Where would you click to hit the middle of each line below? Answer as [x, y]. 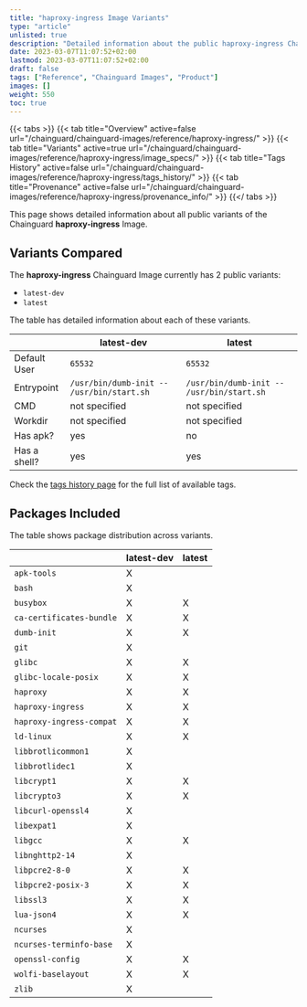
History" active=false [49, 168]
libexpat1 [35, 826]
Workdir [31, 421]
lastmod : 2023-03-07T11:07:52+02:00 [79, 60]
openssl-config [47, 959]
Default [30, 358]
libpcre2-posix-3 [52, 885]
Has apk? [34, 436]
